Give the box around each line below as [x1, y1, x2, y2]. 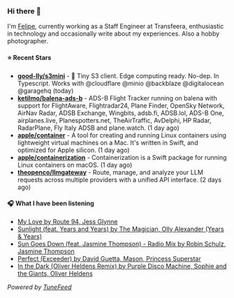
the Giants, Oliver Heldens [17, 269, 93, 278]
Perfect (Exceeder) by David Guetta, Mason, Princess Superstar [17, 254, 201, 262]
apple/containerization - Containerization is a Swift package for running [17, 153, 227, 161]
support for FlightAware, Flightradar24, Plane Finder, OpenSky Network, [17, 101, 225, 110]
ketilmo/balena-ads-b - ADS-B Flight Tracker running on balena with [17, 94, 218, 102]
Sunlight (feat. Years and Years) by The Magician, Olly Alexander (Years [17, 225, 225, 233]
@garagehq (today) [17, 87, 74, 95]
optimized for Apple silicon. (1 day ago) [17, 146, 131, 154]
